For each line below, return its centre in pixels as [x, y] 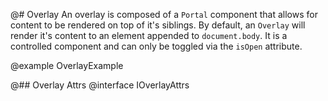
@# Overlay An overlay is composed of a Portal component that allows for [164, 14]
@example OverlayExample [67, 65]
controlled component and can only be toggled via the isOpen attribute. [156, 46]
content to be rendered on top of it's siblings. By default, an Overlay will [158, 25]
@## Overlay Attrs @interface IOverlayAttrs [100, 85]
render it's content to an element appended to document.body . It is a [149, 35]
